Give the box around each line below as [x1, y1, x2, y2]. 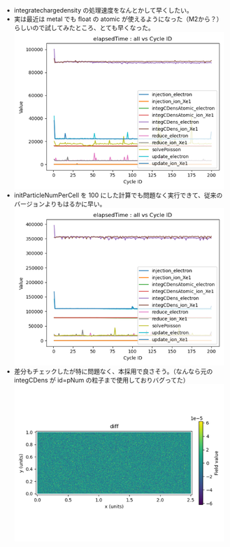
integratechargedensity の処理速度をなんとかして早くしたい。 [13, 6, 194, 14]
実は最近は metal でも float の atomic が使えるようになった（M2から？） [13, 15, 223, 23]
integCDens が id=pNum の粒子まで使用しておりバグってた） [13, 376, 189, 385]
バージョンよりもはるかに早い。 [13, 200, 106, 208]
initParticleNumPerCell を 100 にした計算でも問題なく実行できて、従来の [13, 191, 223, 199]
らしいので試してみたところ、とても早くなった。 [13, 24, 155, 31]
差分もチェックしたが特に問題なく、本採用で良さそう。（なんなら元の [13, 367, 213, 376]
